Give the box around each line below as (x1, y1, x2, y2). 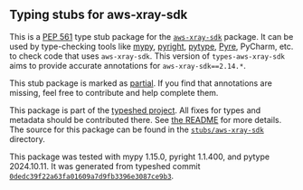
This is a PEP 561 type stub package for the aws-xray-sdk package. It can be (9, 31, 294, 42)
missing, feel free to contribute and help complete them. (9, 87, 219, 98)
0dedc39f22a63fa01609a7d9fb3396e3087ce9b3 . (9, 170, 175, 181)
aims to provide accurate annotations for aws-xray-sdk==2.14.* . (9, 60, 246, 71)
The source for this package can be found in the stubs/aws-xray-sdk (9, 124, 264, 135)
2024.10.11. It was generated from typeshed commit (9, 160, 201, 171)
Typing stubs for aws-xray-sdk (9, 7, 188, 23)
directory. (9, 133, 45, 144)
